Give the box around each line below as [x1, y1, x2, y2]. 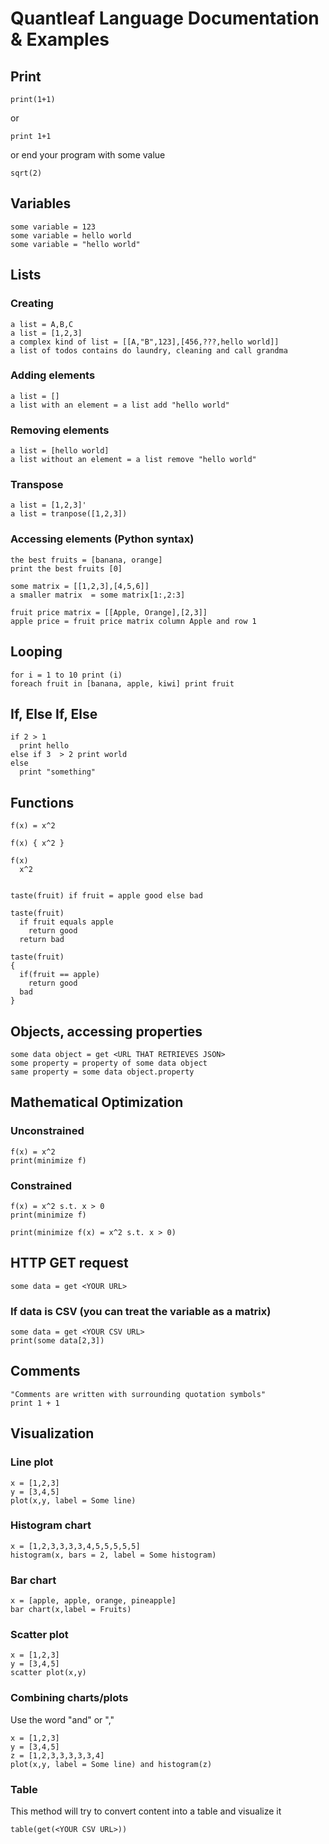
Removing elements [10, 423, 110, 437]
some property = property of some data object [10, 1058, 208, 1068]
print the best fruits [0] [10, 563, 123, 574]
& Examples [10, 28, 110, 51]
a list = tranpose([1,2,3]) [10, 509, 128, 519]
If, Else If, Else [10, 705, 98, 722]
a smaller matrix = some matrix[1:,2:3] [10, 590, 186, 600]
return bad [19, 935, 65, 945]
